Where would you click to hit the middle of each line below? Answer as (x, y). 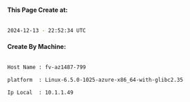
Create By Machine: (37, 46)
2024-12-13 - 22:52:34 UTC (47, 31)
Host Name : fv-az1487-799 (47, 67)
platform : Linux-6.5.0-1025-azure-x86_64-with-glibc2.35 (95, 80)
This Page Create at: (38, 10)
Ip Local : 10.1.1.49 (40, 93)
